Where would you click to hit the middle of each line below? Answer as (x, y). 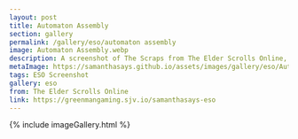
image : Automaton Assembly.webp (69, 50)
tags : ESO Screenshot (49, 75)
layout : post (33, 17)
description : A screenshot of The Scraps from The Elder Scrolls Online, (149, 58)
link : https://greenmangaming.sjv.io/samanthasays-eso (113, 100)
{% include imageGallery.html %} (70, 125)
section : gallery (41, 34)
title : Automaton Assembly (59, 26)
